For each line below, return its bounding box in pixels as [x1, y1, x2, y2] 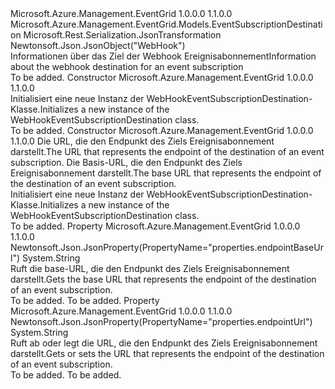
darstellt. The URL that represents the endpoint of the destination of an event [10, 146, 325, 157]
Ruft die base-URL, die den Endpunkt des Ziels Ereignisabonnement [10, 263, 290, 274]
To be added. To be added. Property [10, 295, 160, 306]
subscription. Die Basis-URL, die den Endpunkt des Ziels [10, 157, 243, 168]
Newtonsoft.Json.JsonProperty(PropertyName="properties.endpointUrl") [10, 316, 313, 327]
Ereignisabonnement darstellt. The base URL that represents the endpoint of [10, 167, 322, 179]
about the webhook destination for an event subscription [10, 61, 244, 72]
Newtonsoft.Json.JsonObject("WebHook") [10, 40, 186, 51]
